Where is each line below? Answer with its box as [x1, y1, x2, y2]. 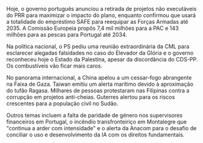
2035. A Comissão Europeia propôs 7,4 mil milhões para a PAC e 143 [6, 24, 179, 32]
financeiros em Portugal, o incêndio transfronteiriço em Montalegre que [6, 118, 187, 125]
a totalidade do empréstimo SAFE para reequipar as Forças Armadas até [6, 18, 188, 25]
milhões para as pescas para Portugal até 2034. [6, 31, 127, 38]
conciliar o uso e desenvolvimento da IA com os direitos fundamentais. [6, 131, 185, 138]
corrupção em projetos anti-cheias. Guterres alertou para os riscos [6, 94, 175, 100]
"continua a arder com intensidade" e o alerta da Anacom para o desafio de [6, 125, 197, 131]
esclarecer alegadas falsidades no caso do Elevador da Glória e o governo [6, 49, 194, 57]
